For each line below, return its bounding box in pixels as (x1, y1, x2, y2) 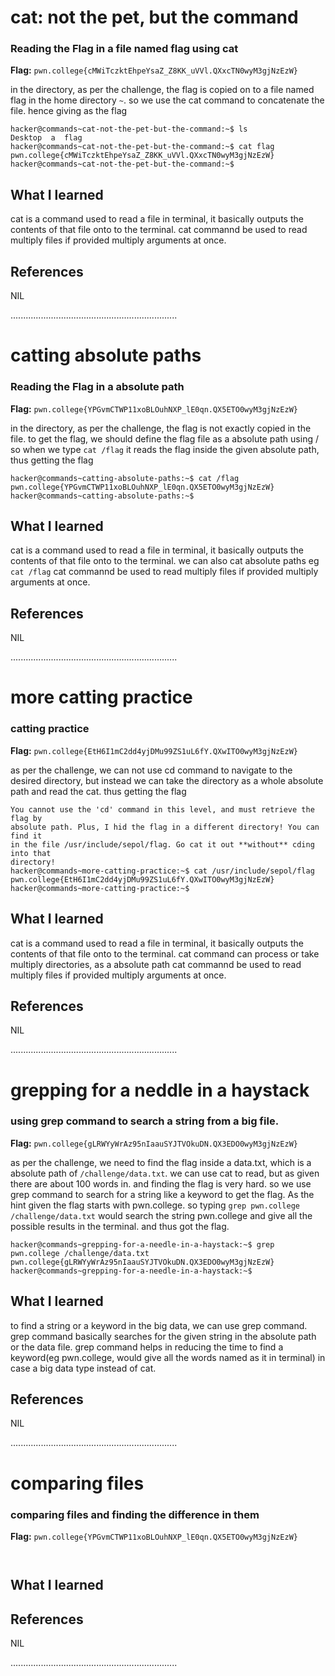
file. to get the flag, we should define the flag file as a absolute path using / (10, 432, 319, 445)
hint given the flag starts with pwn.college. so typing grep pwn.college (10, 1199, 301, 1211)
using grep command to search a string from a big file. (10, 1114, 280, 1128)
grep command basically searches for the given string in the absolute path (10, 1330, 317, 1342)
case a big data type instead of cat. (10, 1362, 157, 1374)
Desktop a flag (10, 133, 83, 143)
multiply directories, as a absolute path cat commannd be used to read (10, 958, 302, 970)
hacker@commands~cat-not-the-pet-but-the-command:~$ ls (10, 124, 248, 135)
